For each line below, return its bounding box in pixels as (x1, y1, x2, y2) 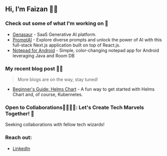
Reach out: (5, 134, 32, 141)
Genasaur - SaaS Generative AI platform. (12, 31, 96, 37)
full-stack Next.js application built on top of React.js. (12, 42, 121, 48)
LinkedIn (12, 145, 30, 151)
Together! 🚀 (5, 110, 34, 117)
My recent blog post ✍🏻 (5, 65, 63, 72)
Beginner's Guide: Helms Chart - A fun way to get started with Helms (12, 86, 155, 92)
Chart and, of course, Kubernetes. (12, 91, 83, 97)
